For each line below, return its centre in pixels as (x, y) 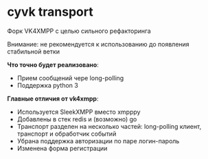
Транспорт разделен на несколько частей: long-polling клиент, (109, 126)
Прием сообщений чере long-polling (70, 78)
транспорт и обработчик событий (67, 134)
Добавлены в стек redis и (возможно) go (77, 119)
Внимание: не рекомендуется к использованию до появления (99, 44)
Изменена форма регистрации (62, 148)
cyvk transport (50, 12)
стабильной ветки (34, 51)
